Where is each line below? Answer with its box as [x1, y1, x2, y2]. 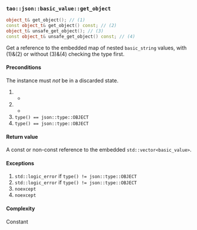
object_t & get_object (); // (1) [6, 17, 85, 23]
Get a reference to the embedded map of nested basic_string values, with [6, 44, 187, 51]
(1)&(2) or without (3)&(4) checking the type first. [6, 50, 125, 58]
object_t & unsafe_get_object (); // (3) [6, 28, 104, 34]
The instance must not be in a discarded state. [6, 77, 119, 84]
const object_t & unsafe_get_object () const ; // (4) [6, 34, 135, 39]
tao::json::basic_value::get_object [6, 5, 111, 12]
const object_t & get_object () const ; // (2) [6, 23, 117, 29]
